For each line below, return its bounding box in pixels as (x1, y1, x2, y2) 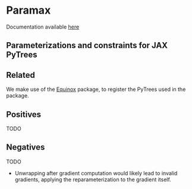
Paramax (6, 4, 51, 17)
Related (6, 70, 36, 80)
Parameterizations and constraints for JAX (6, 40, 168, 51)
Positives (6, 109, 42, 119)
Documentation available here (6, 23, 80, 30)
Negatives (6, 142, 45, 152)
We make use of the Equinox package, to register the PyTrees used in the (6, 86, 186, 93)
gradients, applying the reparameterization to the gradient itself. (14, 176, 171, 183)
